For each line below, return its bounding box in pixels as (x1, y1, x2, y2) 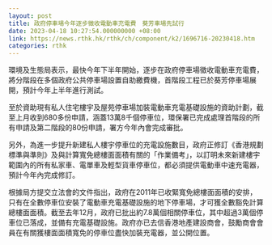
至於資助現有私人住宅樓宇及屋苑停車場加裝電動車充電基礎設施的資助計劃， (8, 103, 257, 112)
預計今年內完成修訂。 (8, 171, 79, 180)
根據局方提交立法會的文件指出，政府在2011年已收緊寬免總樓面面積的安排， (8, 188, 257, 197)
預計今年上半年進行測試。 (22, 86, 108, 95)
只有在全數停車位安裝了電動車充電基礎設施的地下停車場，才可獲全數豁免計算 (8, 197, 264, 207)
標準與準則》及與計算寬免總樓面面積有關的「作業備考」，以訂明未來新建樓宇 (8, 150, 261, 160)
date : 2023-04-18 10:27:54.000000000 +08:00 (8, 27, 161, 35)
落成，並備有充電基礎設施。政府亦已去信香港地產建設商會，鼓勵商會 (29, 218, 257, 227)
